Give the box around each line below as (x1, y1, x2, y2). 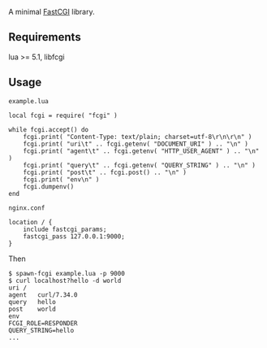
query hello (8, 298, 57, 306)
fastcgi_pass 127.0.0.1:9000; (23, 232, 126, 241)
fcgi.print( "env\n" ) (23, 175, 100, 184)
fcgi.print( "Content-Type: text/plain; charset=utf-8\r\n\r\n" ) (23, 133, 252, 141)
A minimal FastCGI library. (8, 7, 95, 16)
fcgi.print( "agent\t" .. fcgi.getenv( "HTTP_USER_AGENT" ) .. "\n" (23, 146, 260, 155)
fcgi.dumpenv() (23, 182, 75, 190)
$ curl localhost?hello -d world (8, 276, 122, 285)
